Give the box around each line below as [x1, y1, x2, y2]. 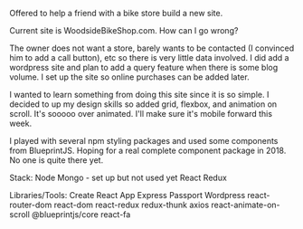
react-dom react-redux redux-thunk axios [53, 199, 210, 210]
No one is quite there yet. [9, 155, 104, 166]
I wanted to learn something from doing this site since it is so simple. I [9, 90, 270, 100]
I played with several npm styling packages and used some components [9, 136, 279, 146]
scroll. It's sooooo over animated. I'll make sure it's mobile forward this [9, 109, 273, 119]
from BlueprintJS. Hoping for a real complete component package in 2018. [9, 145, 287, 156]
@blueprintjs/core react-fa [31, 209, 131, 220]
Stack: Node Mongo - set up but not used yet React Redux [9, 172, 228, 183]
